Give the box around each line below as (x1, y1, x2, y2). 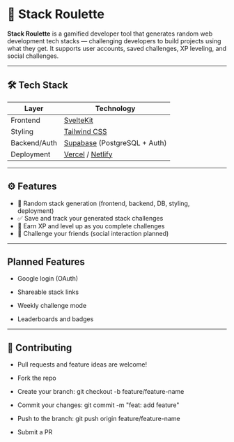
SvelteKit (63, 115, 94, 125)
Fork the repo (17, 374, 57, 383)
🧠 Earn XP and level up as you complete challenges (17, 221, 165, 230)
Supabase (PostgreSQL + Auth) (63, 138, 167, 147)
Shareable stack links (17, 288, 79, 296)
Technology (95, 103, 136, 113)
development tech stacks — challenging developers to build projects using (7, 36, 221, 45)
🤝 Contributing (7, 341, 72, 353)
